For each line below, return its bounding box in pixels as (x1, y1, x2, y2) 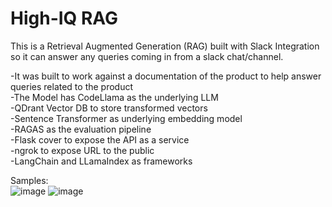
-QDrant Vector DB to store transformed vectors (10, 102, 208, 114)
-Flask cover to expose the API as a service (10, 133, 190, 146)
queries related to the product (10, 80, 134, 92)
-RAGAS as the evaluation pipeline (10, 123, 152, 135)
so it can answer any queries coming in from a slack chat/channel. (10, 50, 284, 62)
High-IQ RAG (10, 7, 119, 30)
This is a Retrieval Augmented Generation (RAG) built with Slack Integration (10, 40, 320, 52)
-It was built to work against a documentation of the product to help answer (10, 70, 322, 82)
